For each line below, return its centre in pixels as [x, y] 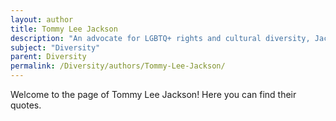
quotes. [26, 105]
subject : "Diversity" [55, 47]
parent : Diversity [48, 57]
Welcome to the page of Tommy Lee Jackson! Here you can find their [153, 94]
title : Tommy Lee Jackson [64, 29]
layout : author [42, 19]
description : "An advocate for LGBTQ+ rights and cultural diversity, [160, 38]
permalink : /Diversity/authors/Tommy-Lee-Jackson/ [118, 66]
